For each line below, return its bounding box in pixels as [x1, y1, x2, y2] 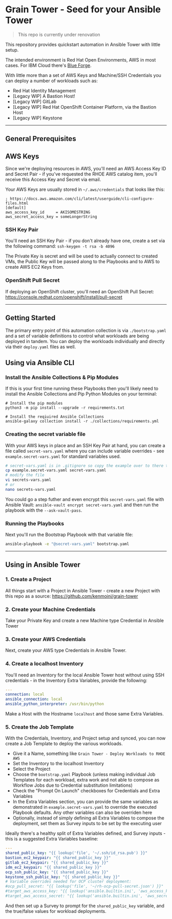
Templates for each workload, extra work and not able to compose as [12, 777, 160, 783]
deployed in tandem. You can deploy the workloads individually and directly [5, 338, 165, 344]
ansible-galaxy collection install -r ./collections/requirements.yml [5, 419, 159, 424]
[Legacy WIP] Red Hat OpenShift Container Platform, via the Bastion [12, 104, 157, 110]
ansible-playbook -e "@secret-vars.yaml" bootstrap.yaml [5, 542, 130, 547]
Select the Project [12, 766, 51, 772]
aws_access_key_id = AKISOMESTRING [5, 210, 91, 215]
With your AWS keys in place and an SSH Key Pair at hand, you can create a [5, 442, 165, 448]
